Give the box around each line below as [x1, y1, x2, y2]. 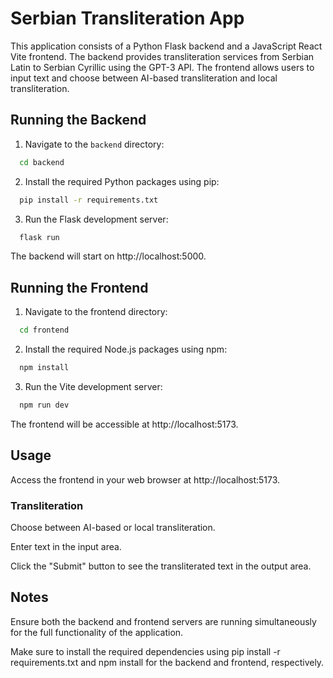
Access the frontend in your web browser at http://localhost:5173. [10, 473, 281, 486]
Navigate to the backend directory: [24, 138, 165, 150]
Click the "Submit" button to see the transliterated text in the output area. [10, 560, 312, 572]
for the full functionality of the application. [10, 626, 184, 638]
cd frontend [19, 325, 70, 336]
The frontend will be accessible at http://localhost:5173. [10, 418, 239, 430]
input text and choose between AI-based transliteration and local [10, 72, 278, 84]
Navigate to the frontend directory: [24, 306, 168, 318]
